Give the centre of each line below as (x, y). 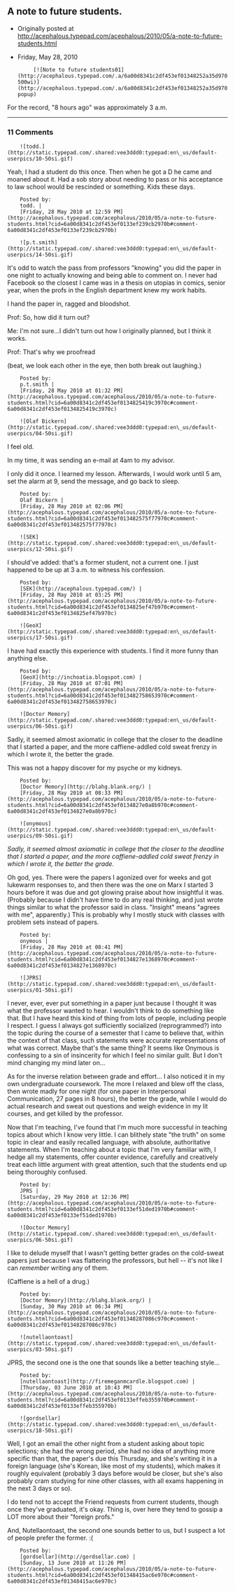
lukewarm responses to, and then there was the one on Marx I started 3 (110, 885)
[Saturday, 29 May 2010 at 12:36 (69, 1197)
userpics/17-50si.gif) (40, 638)
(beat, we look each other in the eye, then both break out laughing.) (105, 366)
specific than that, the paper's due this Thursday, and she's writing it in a (112, 1458)
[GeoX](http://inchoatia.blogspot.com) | (81, 677)
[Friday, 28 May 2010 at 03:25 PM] (72, 595)
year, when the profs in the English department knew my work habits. (107, 290)
